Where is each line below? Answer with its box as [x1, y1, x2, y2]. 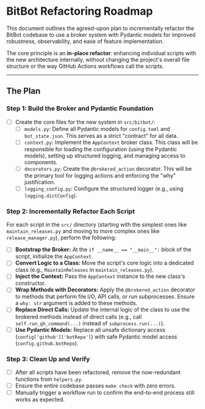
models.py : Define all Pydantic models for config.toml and [24, 125, 170, 132]
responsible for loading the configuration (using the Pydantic [24, 145, 178, 152]
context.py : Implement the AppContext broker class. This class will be [24, 138, 198, 146]
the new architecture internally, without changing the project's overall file [6, 56, 190, 63]
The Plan [6, 86, 41, 96]
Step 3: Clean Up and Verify [6, 355, 90, 363]
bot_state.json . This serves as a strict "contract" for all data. [24, 132, 178, 139]
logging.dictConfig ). [24, 192, 77, 199]
